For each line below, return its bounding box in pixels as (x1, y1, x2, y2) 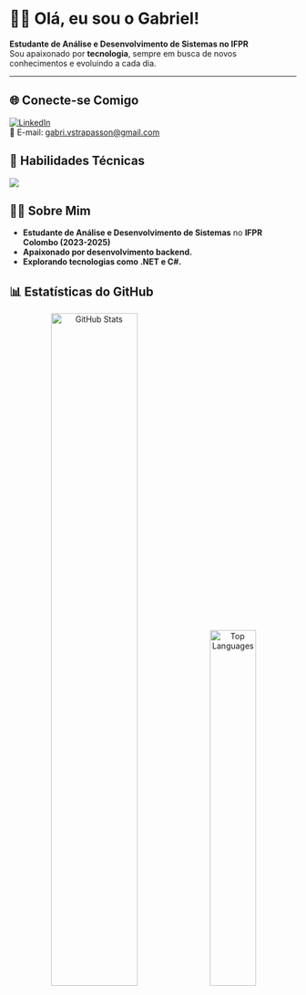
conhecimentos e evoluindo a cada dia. (9, 57, 157, 68)
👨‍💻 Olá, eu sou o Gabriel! (9, 8, 200, 29)
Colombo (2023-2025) (22, 237, 111, 248)
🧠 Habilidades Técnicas (9, 153, 146, 169)
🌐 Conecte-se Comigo (9, 93, 139, 109)
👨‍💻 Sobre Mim (9, 202, 91, 218)
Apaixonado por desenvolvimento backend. (22, 246, 193, 258)
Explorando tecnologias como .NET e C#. (22, 256, 182, 267)
